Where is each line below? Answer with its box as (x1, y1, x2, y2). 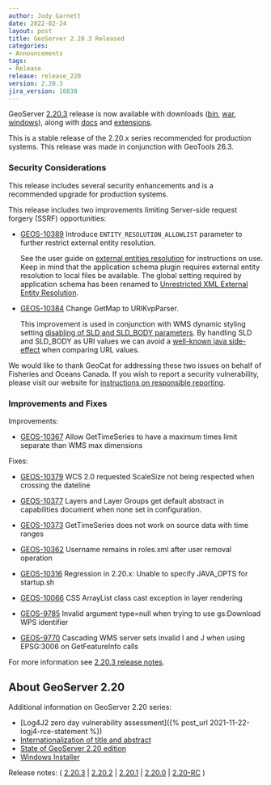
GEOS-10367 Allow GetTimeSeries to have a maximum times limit (19, 432, 238, 441)
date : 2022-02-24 (8, 19, 67, 27)
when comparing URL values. (41, 344, 140, 354)
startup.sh (19, 577, 55, 587)
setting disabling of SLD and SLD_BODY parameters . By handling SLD (19, 327, 252, 337)
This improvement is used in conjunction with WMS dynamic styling (19, 319, 247, 328)
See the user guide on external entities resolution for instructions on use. (19, 253, 263, 263)
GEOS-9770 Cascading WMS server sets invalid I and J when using (19, 632, 245, 643)
